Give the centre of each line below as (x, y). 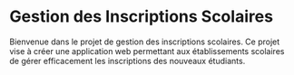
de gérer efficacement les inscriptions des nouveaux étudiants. (127, 61)
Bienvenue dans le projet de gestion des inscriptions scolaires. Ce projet (145, 42)
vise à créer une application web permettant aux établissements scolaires (147, 51)
